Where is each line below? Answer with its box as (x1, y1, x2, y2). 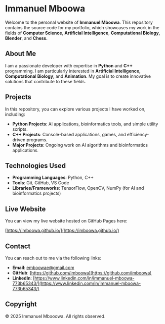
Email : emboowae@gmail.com (12, 265, 75, 270)
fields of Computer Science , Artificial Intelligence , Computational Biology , (5, 30, 161, 36)
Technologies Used (5, 162, 66, 170)
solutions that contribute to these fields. (5, 78, 86, 84)
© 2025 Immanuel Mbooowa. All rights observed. (5, 313, 106, 319)
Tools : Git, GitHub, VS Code (12, 180, 69, 186)
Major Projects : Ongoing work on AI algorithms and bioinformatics (12, 142, 148, 148)
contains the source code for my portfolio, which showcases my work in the (5, 24, 160, 30)
